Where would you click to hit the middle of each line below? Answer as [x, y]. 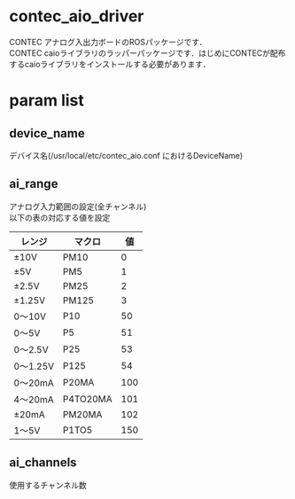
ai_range [34, 184]
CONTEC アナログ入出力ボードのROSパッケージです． [108, 42]
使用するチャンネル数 [48, 485]
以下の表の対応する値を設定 [60, 217]
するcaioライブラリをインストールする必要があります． [110, 64]
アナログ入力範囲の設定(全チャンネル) [78, 207]
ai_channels [43, 463]
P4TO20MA [87, 399]
